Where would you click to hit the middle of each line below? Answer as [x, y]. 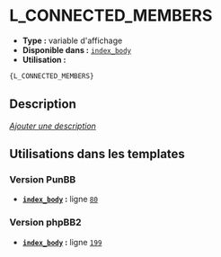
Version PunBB [43, 179]
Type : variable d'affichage [72, 40]
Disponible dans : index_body [77, 49]
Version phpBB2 [46, 223]
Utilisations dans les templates [97, 154]
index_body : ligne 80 [60, 199]
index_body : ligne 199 [62, 242]
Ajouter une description [53, 126]
